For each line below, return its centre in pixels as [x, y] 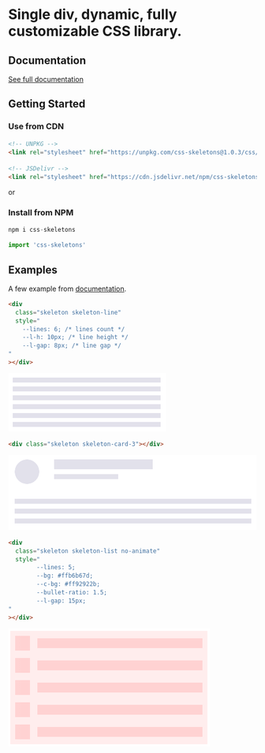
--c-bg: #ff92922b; [69, 584]
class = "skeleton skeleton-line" [69, 312]
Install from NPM [41, 212]
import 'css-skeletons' [47, 245]
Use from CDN [36, 126]
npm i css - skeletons [42, 230]
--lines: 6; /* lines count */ [74, 329]
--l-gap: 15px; [62, 601]
